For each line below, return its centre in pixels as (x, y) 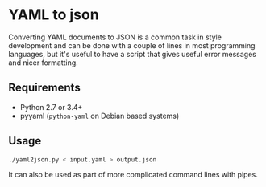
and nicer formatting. (43, 63)
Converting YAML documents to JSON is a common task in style (115, 37)
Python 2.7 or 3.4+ (51, 107)
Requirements (44, 88)
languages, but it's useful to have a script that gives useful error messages (132, 54)
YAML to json (54, 15)
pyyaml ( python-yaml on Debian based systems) (100, 116)
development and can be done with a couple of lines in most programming (132, 45)
